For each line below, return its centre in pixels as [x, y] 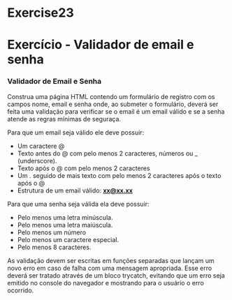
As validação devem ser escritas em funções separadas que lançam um [111, 260]
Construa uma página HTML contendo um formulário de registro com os [111, 96]
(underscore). [37, 160]
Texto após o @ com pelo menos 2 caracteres [84, 168]
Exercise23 [41, 13]
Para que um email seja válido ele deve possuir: [76, 132]
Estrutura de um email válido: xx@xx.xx [75, 190]
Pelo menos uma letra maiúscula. [65, 225]
